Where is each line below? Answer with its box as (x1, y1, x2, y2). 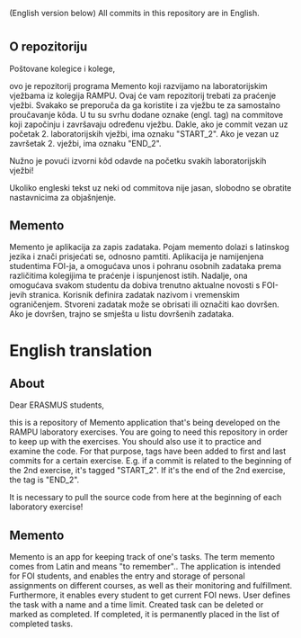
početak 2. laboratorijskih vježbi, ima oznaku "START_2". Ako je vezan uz (9, 128, 279, 139)
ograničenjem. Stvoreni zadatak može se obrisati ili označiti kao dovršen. (9, 299, 280, 310)
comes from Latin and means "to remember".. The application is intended (9, 562, 281, 572)
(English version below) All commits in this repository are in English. (9, 8, 261, 18)
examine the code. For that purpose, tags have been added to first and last (9, 445, 287, 457)
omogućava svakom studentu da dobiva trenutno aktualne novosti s (9, 280, 261, 291)
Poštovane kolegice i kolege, (9, 63, 116, 74)
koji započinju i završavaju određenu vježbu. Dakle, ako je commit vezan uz (9, 119, 289, 130)
